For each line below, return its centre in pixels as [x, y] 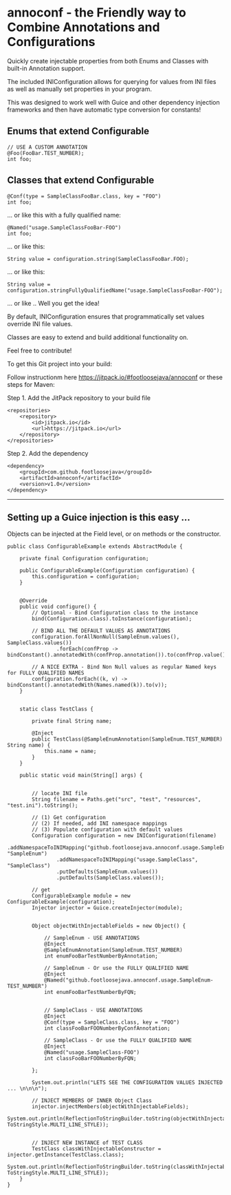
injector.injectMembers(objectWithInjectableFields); [110, 1107]
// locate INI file [60, 794]
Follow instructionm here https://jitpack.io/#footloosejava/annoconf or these [115, 377]
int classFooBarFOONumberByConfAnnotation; [107, 1028]
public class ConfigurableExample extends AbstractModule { [95, 547]
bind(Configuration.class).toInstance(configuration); [112, 619]
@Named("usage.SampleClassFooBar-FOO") [64, 228]
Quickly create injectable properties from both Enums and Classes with [108, 61]
